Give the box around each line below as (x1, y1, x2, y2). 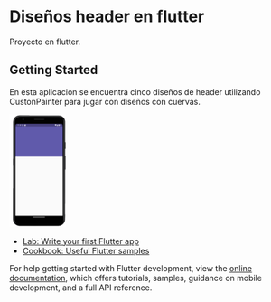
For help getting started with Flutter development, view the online (9, 262, 253, 273)
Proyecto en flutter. (9, 36, 81, 47)
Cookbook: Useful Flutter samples (22, 245, 150, 256)
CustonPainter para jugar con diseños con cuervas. (9, 96, 201, 107)
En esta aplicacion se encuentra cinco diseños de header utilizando (9, 86, 261, 97)
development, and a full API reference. (9, 282, 153, 293)
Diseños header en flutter (9, 6, 205, 27)
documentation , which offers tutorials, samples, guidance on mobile (9, 272, 262, 283)
